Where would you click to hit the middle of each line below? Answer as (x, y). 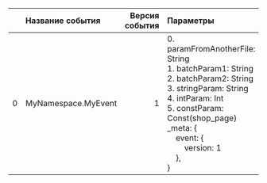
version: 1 (203, 148)
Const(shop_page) (201, 118)
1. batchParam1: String (210, 69)
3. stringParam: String (207, 88)
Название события (63, 21)
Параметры (190, 21)
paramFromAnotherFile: (211, 49)
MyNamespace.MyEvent (71, 103)
